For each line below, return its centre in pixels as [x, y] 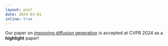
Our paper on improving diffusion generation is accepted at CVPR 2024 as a [84, 33]
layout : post [19, 10]
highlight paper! [22, 38]
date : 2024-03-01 [23, 14]
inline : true [19, 19]
